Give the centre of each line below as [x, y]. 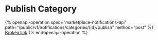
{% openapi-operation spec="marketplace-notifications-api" [66, 22]
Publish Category [41, 9]
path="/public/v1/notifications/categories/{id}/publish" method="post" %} [79, 27]
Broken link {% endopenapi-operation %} [46, 32]
